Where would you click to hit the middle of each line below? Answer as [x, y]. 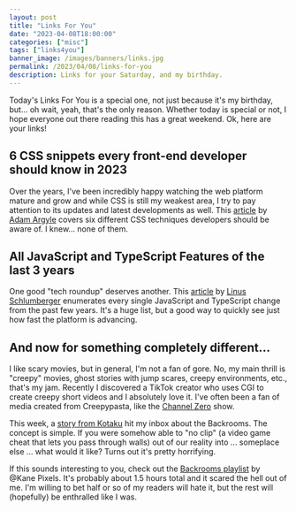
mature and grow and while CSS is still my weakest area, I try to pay [133, 201]
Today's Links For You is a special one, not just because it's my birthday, [141, 100]
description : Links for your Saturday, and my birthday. [116, 75]
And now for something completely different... [140, 347]
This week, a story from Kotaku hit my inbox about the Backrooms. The [138, 423]
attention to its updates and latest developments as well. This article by [138, 210]
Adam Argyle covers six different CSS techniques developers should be [139, 219]
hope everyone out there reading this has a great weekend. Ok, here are [140, 118]
